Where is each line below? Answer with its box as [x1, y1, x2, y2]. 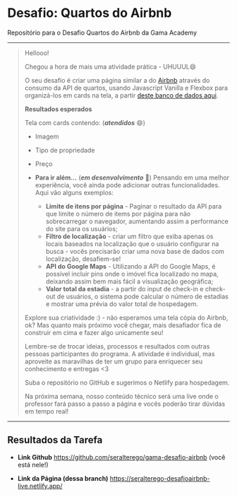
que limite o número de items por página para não [45, 209, 191, 218]
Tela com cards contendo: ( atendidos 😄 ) [24, 118, 146, 127]
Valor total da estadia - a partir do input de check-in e [45, 284, 204, 293]
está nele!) [17, 460, 49, 469]
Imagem [35, 132, 59, 141]
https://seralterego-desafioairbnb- [109, 474, 210, 482]
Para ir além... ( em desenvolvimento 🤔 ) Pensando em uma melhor [35, 173, 230, 182]
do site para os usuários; [45, 224, 118, 233]
